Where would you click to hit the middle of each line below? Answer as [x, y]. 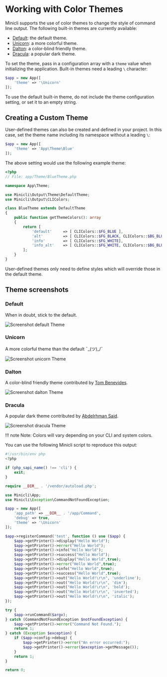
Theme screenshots [37, 290]
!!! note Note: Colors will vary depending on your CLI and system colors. [79, 435]
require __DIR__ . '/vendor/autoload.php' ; [51, 486]
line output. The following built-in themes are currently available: [71, 28]
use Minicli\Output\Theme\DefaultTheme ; [48, 195]
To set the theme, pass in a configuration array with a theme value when [78, 63]
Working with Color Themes [64, 9]
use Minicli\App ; [23, 495]
